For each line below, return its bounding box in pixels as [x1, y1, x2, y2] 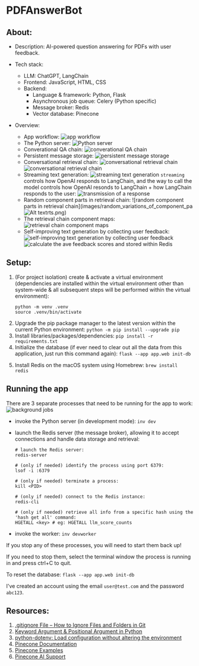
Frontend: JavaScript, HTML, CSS [23, 78, 106, 86]
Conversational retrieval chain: [23, 159, 99, 165]
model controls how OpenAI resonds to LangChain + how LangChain [23, 184, 192, 191]
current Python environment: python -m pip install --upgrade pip [14, 326, 180, 333]
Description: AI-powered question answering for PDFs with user [14, 43, 172, 50]
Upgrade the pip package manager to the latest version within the [14, 319, 176, 327]
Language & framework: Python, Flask [32, 91, 127, 98]
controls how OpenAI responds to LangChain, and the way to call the [23, 178, 192, 184]
